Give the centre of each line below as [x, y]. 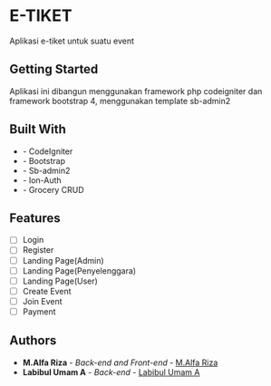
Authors [33, 341]
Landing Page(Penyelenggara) [79, 270]
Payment [39, 311]
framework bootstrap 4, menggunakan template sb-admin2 [120, 101]
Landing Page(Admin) [63, 260]
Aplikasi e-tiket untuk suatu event [72, 41]
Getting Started [54, 69]
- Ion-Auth [42, 180]
